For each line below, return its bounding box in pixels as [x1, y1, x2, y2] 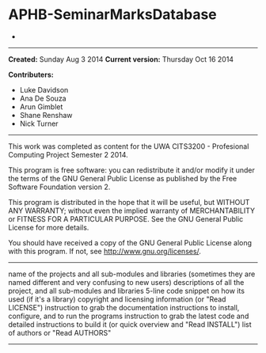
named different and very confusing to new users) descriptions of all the [8, 277, 245, 287]
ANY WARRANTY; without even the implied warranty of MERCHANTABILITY [8, 206, 256, 215]
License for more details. [8, 222, 89, 232]
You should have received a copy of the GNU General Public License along [8, 237, 252, 247]
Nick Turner [19, 119, 59, 128]
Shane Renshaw [19, 110, 73, 120]
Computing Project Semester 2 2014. [8, 150, 128, 159]
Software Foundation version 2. [8, 182, 111, 192]
